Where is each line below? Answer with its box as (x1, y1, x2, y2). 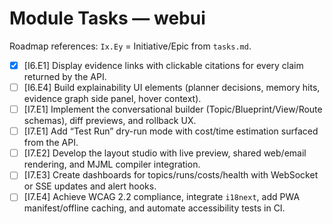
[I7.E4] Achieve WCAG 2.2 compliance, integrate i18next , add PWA (23, 191, 301, 203)
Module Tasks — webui (9, 7, 206, 30)
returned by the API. (23, 71, 107, 82)
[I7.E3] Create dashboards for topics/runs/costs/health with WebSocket (23, 169, 319, 181)
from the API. (23, 137, 79, 149)
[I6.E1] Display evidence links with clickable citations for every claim (23, 59, 304, 71)
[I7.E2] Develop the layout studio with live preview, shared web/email (23, 147, 307, 159)
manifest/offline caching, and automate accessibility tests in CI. (23, 202, 286, 214)
